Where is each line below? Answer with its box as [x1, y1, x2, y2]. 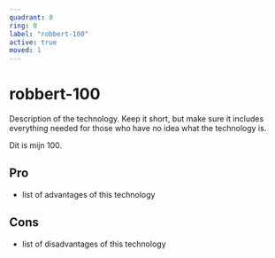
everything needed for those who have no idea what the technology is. [9, 123, 267, 134]
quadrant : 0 [9, 12, 53, 22]
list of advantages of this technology [21, 189, 156, 199]
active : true [9, 37, 57, 47]
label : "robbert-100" [9, 29, 89, 38]
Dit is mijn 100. [9, 140, 63, 151]
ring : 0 [9, 21, 38, 30]
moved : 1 [9, 46, 42, 55]
